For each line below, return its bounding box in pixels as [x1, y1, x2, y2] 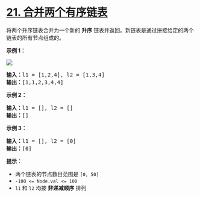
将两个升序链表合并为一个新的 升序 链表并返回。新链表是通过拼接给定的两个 [6, 27, 194, 34]
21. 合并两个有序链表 [6, 5, 108, 19]
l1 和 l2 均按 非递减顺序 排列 [14, 184, 87, 192]
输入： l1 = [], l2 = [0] [6, 137, 77, 145]
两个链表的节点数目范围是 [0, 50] [14, 170, 99, 178]
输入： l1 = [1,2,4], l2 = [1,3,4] [6, 71, 105, 78]
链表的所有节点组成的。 [6, 34, 64, 41]
